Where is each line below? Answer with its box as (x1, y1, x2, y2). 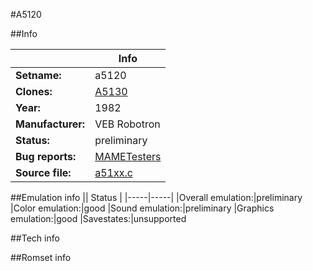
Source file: (15, 166, 72, 179)
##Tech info (10, 232, 60, 244)
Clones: (15, 85, 53, 98)
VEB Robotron (94, 117, 161, 131)
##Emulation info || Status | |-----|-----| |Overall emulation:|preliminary (10, 192, 303, 203)
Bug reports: (15, 150, 77, 163)
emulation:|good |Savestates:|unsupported (10, 213, 187, 224)
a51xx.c (94, 166, 133, 179)
